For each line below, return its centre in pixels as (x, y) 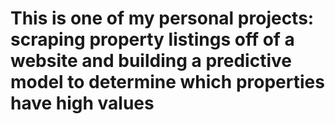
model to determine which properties (167, 82)
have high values (82, 103)
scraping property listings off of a (152, 39)
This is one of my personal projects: (162, 18)
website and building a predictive (151, 61)
